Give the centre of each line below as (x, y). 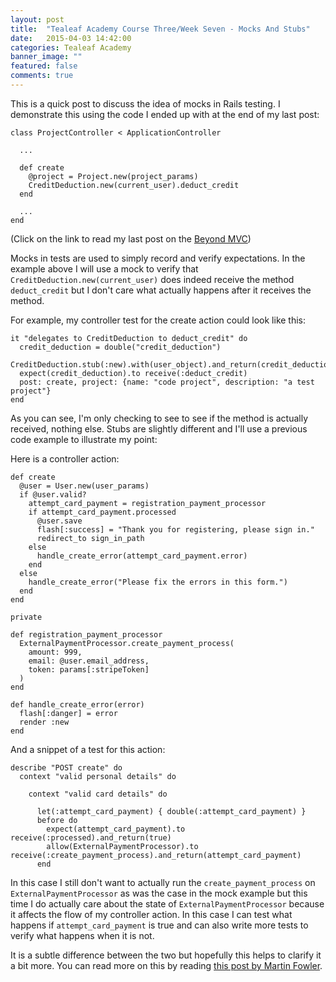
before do (57, 820)
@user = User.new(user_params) (84, 486)
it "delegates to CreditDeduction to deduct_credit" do (129, 338)
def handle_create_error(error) (77, 704)
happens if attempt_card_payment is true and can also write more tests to (159, 925)
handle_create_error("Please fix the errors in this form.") (158, 582)
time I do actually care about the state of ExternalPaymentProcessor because (167, 903)
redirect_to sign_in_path (90, 538)
